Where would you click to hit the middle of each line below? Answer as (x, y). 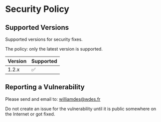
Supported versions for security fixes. (44, 39)
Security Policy (37, 9)
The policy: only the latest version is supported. (54, 49)
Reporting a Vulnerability (45, 87)
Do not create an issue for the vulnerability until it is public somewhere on (81, 109)
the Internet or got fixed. (30, 114)
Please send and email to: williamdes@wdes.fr (53, 99)
